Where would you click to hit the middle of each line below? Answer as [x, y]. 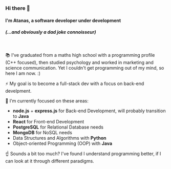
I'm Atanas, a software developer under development [63, 20]
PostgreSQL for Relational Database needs [58, 127]
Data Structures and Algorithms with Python [59, 138]
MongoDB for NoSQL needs [42, 133]
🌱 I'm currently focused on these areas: [47, 101]
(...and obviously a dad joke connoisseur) [51, 32]
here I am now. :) [23, 73]
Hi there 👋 [18, 8]
